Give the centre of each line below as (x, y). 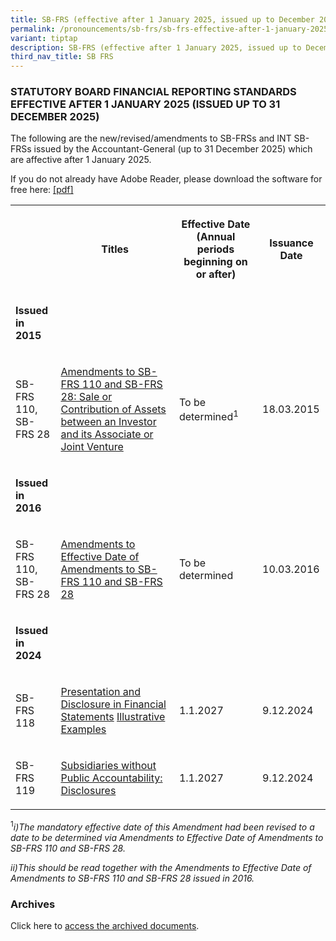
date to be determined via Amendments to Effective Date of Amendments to (167, 838)
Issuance (291, 243)
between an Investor (108, 422)
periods (215, 249)
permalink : (33, 29)
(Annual (216, 237)
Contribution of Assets (113, 409)
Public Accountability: (111, 778)
